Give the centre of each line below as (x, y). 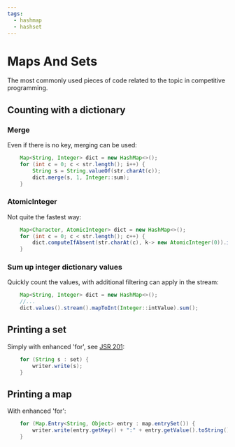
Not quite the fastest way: (44, 217)
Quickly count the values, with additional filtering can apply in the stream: (113, 282)
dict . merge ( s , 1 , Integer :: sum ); (81, 177)
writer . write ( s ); (57, 366)
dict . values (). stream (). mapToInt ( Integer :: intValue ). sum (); (109, 308)
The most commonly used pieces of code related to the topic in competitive (116, 80)
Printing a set (37, 330)
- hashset (28, 27)
